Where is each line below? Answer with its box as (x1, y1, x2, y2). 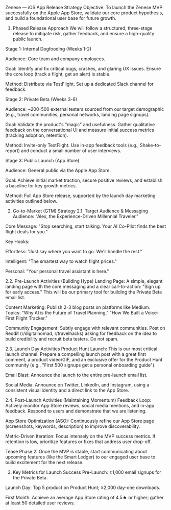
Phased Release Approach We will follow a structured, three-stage (12, 25, 153, 31)
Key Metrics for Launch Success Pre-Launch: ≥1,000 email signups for (12, 469, 162, 475)
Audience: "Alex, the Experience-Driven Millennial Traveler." (12, 213, 139, 219)
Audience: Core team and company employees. (5, 56, 106, 62)
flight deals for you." (5, 229, 48, 234)
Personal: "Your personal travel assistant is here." (5, 268, 109, 274)
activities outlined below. (5, 198, 58, 204)
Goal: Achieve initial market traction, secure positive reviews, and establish (5, 177, 163, 183)
